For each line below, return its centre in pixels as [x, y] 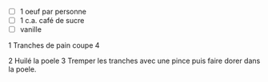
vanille [31, 29]
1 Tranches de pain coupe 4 [54, 45]
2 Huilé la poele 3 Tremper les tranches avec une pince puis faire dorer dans [134, 61]
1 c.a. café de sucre [52, 21]
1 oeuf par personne [53, 12]
